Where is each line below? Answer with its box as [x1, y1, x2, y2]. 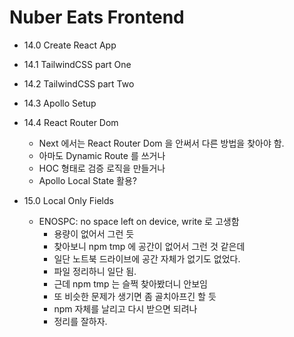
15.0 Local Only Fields [23, 194, 114, 206]
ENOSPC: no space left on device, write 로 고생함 [38, 215, 240, 227]
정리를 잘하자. [53, 315, 108, 327]
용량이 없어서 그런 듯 [53, 227, 135, 240]
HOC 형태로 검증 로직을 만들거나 [38, 162, 166, 174]
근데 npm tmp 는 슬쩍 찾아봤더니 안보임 [53, 277, 208, 290]
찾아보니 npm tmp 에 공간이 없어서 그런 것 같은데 [53, 240, 246, 252]
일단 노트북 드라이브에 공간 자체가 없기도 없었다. [53, 252, 241, 265]
